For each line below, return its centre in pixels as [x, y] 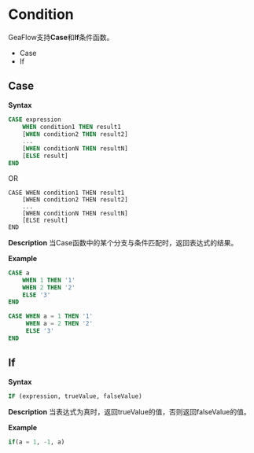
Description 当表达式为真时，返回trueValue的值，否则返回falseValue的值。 [129, 412]
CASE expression [35, 120]
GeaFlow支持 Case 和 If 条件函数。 [61, 37]
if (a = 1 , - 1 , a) [37, 442]
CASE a [19, 273]
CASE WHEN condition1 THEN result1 [66, 193]
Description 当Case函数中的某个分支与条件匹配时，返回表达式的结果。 [123, 242]
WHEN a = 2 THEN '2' [59, 324]
